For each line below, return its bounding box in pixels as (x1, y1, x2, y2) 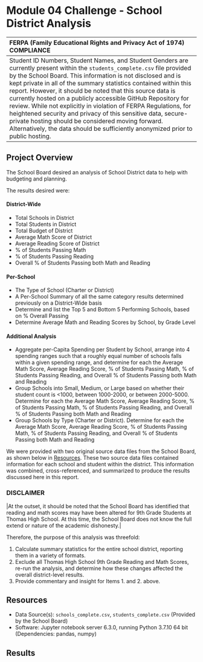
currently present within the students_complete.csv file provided (9, 64, 192, 72)
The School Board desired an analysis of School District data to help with (6, 168, 188, 176)
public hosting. (9, 131, 51, 140)
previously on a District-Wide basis (14, 299, 103, 306)
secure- (164, 109, 188, 118)
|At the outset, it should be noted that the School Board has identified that (6, 502, 190, 509)
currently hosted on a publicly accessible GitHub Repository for (9, 94, 189, 102)
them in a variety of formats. (14, 552, 86, 559)
